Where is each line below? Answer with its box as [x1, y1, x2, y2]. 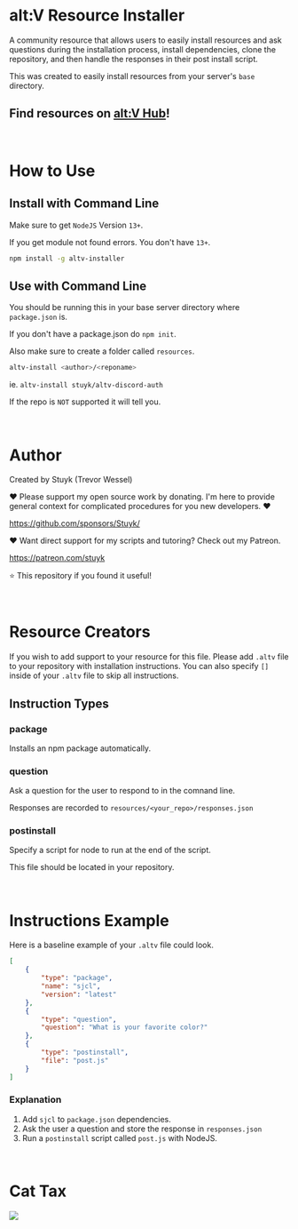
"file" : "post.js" [41, 1056, 109, 1065]
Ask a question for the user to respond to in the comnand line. [9, 786, 236, 796]
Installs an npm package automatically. [9, 743, 152, 754]
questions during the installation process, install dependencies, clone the [9, 44, 277, 54]
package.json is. [9, 312, 68, 323]
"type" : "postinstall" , [41, 1048, 129, 1057]
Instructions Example [9, 910, 170, 930]
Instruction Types [9, 696, 109, 711]
